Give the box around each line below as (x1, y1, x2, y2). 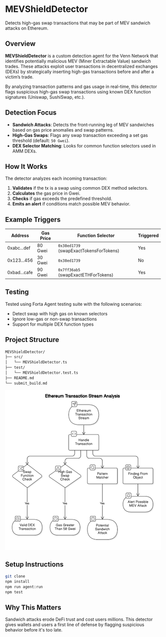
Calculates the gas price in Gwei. (12, 190, 81, 197)
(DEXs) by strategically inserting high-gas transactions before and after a (5, 69, 154, 74)
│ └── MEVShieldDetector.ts (5, 360, 68, 365)
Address (11, 232, 29, 239)
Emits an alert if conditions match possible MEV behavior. (12, 201, 131, 207)
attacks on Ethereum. (5, 25, 48, 31)
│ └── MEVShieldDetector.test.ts (5, 370, 79, 375)
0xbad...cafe (7, 269, 33, 275)
